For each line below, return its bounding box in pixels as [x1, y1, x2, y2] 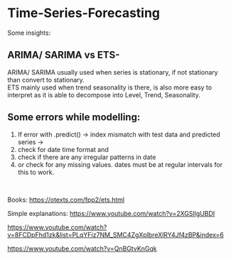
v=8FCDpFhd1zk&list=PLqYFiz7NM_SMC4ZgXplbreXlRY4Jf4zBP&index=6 [7, 230, 224, 239]
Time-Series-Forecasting [7, 5, 161, 21]
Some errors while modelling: [7, 112, 141, 124]
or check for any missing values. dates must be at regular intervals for [17, 160, 222, 168]
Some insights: [7, 28, 51, 37]
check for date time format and [17, 145, 109, 153]
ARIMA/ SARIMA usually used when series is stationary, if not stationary [7, 67, 218, 76]
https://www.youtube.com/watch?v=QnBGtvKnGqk [7, 244, 158, 253]
